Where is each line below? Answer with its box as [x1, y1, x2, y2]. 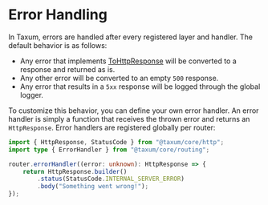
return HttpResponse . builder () [22, 167, 128, 175]
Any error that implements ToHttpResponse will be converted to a [19, 56, 237, 66]
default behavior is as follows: [8, 40, 108, 50]
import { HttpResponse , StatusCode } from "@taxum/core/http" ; [8, 138, 225, 146]
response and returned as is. [19, 64, 116, 74]
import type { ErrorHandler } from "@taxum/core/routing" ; [8, 146, 210, 154]
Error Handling [8, 6, 108, 24]
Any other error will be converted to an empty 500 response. [19, 73, 219, 82]
